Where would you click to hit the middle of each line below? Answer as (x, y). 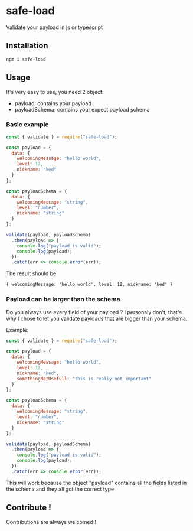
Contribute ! (29, 508)
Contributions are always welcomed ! (51, 522)
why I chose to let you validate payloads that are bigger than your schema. (97, 318)
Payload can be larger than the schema (63, 299)
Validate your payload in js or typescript (55, 27)
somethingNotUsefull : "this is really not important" (84, 379)
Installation (27, 46)
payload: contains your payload (53, 103)
